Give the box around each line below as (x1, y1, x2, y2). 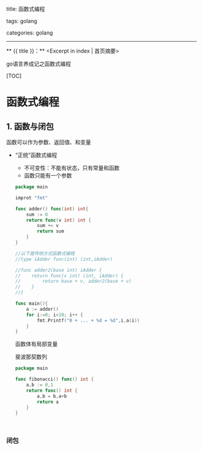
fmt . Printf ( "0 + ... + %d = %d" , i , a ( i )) (37, 317, 140, 323)
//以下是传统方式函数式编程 (14, 250, 75, 256)
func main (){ (14, 300, 48, 306)
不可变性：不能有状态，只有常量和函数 (24, 164, 120, 171)
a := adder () (26, 306, 59, 312)
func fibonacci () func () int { (14, 376, 94, 383)
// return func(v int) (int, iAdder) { (14, 273, 124, 279)
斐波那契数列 (14, 353, 47, 360)
